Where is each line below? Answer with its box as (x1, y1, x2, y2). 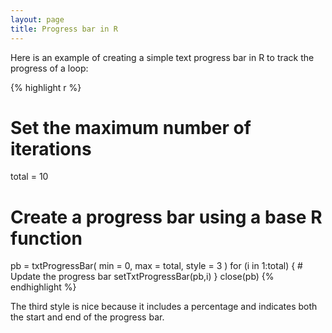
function (10, 227, 83, 250)
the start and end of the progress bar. (10, 311, 165, 323)
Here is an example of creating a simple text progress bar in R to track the (10, 51, 315, 63)
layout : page (10, 14, 65, 25)
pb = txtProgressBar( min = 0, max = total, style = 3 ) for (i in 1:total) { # (10, 260, 303, 272)
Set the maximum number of (10, 116, 252, 139)
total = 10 (10, 171, 49, 183)
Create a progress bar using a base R (10, 206, 323, 228)
